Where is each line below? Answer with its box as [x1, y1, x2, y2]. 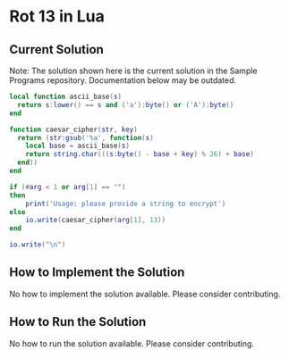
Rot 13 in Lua [9, 6, 106, 27]
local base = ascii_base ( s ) [25, 141, 130, 151]
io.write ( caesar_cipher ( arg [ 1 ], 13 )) [25, 216, 166, 225]
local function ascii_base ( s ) [9, 92, 123, 101]
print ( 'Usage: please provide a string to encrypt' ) [25, 199, 226, 208]
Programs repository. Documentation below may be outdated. [9, 75, 237, 86]
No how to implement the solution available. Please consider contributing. [9, 288, 281, 299]
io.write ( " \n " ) [9, 240, 66, 249]
